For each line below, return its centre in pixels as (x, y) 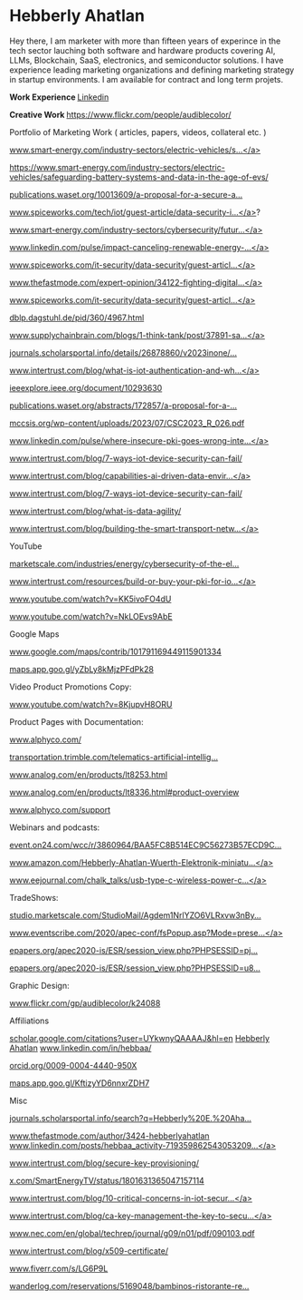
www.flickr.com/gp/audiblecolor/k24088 (85, 1002)
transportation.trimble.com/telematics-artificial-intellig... (114, 757)
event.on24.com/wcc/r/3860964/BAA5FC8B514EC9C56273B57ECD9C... (146, 845)
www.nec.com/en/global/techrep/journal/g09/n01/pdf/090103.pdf (132, 1233)
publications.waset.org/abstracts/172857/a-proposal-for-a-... (123, 406)
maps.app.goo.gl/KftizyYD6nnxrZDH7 (80, 1083)
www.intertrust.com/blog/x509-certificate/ (89, 1251)
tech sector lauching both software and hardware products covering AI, (142, 50)
